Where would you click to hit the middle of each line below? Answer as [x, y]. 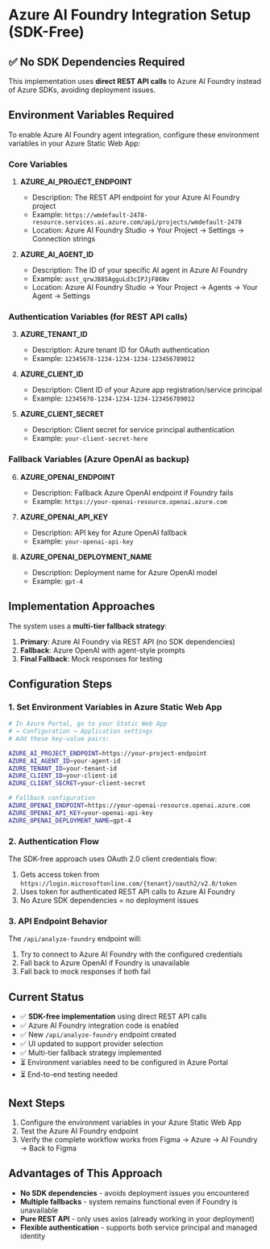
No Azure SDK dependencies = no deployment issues [109, 900]
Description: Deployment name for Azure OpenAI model [125, 572]
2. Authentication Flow [54, 841]
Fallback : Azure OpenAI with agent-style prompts [102, 650]
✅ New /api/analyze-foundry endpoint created [98, 1035]
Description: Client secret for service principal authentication [133, 430]
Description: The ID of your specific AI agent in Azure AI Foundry [140, 270]
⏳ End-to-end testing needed [69, 1074]
